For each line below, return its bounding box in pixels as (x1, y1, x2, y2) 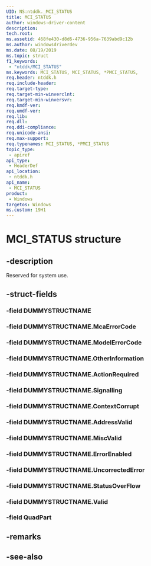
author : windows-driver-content (6, 20, 86, 25)
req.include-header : (6, 81, 57, 87)
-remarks (6, 532, 41, 542)
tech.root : (6, 31, 33, 37)
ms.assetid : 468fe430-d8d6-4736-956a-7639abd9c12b (6, 36, 133, 42)
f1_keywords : (6, 58, 38, 64)
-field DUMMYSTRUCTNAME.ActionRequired (6, 370, 139, 379)
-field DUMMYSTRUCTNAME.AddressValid (6, 418, 133, 426)
